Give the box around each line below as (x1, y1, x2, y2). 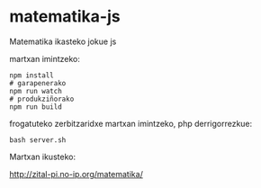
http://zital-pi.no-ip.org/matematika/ (9, 168, 144, 179)
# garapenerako (9, 78, 67, 87)
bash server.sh (9, 135, 67, 145)
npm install (9, 70, 54, 80)
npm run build (9, 102, 63, 112)
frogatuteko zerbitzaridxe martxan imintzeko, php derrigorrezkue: (9, 118, 253, 129)
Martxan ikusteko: (9, 151, 76, 162)
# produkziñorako (9, 94, 75, 103)
